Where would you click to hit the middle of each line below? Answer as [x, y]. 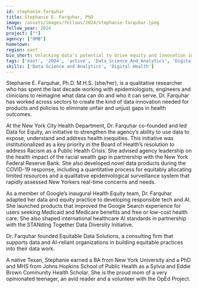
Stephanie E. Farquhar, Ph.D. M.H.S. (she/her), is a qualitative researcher [94, 83]
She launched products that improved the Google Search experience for [94, 206]
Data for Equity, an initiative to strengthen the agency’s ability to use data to [98, 132]
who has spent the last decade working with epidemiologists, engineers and [98, 90]
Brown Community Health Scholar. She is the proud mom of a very [87, 273]
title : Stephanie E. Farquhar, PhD [50, 17]
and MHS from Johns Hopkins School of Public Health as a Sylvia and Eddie [98, 266]
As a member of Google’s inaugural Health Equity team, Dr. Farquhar [89, 193]
